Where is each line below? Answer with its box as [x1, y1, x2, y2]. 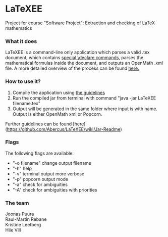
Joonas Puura [5, 211, 34, 217]
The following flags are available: [5, 150, 74, 156]
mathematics [5, 25, 32, 31]
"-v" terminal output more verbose [12, 170, 85, 177]
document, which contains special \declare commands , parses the [5, 55, 144, 61]
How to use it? [5, 78, 41, 85]
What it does [5, 37, 37, 44]
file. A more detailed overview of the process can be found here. [5, 65, 140, 71]
